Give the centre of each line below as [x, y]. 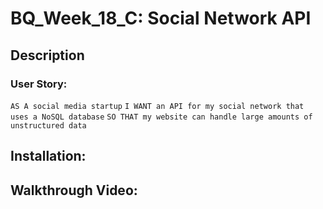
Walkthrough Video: [74, 190]
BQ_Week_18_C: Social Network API [161, 18]
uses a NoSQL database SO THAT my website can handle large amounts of [161, 117]
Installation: [48, 156]
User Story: [39, 84]
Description [47, 55]
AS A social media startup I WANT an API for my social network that [157, 106]
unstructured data [48, 125]
